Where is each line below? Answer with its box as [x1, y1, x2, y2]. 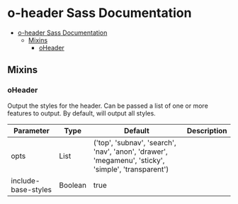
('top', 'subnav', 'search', [93, 137, 177, 147]
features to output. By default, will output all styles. [7, 108, 156, 118]
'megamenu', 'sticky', [93, 155, 165, 165]
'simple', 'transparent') [93, 164, 169, 174]
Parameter [13, 125, 50, 135]
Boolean [59, 180, 87, 190]
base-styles [11, 184, 52, 194]
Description [186, 125, 227, 135]
